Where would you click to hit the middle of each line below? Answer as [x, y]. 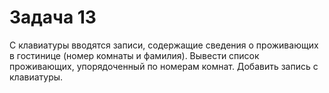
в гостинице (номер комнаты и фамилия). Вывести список [134, 55]
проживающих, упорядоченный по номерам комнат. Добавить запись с [164, 66]
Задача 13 [53, 17]
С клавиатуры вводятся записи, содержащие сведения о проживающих [164, 45]
